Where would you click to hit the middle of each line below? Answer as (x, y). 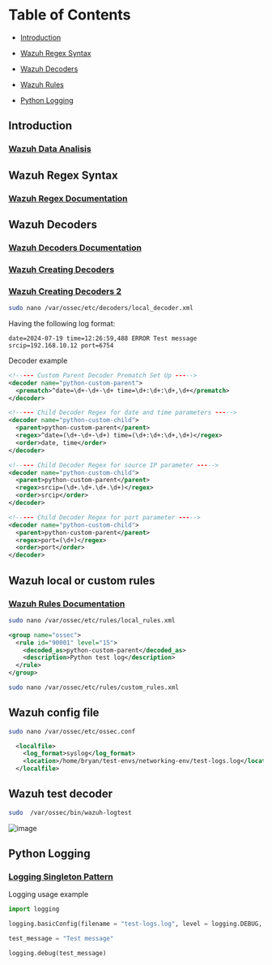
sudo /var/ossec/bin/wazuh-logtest (70, 812)
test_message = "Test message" (61, 939)
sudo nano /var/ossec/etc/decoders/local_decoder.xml (101, 308)
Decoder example (38, 360)
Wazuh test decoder (61, 794)
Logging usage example (49, 894)
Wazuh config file (54, 713)
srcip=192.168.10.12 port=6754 (61, 345)
